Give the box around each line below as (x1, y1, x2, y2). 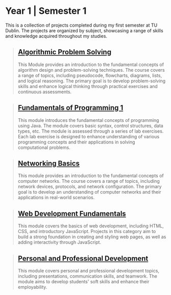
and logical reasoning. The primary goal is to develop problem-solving (17, 77, 166, 84)
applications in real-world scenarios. (17, 195, 95, 201)
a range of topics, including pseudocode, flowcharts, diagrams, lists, (17, 72, 162, 78)
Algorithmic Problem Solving (17, 48, 111, 56)
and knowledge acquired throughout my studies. (5, 33, 108, 39)
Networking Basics (17, 159, 80, 167)
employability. (17, 284, 47, 290)
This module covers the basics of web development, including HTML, (17, 223, 164, 229)
